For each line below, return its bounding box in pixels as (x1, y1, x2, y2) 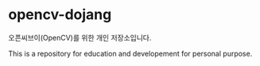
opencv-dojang (8, 6, 112, 24)
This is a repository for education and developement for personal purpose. (8, 49, 253, 58)
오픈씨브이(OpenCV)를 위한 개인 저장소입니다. (8, 33, 152, 42)
